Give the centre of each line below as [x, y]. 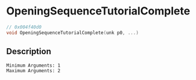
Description [29, 51]
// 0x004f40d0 [24, 27]
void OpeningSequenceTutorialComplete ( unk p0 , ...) [72, 32]
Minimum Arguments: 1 [33, 65]
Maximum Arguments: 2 [33, 70]
